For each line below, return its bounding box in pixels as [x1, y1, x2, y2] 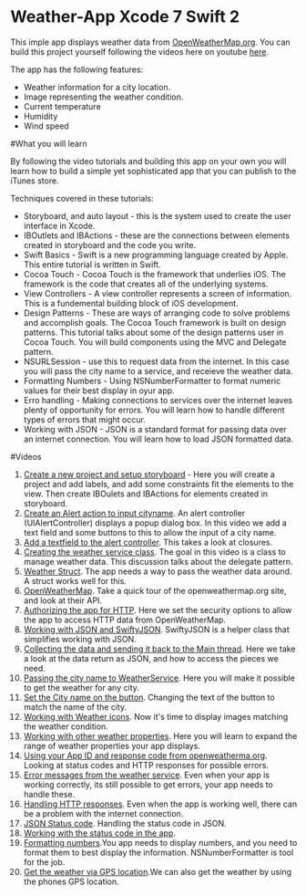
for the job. [23, 856, 66, 868]
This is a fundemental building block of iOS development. [23, 297, 240, 308]
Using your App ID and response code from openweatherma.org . [23, 750, 268, 761]
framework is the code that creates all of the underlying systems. [23, 278, 269, 289]
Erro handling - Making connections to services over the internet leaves [23, 394, 293, 405]
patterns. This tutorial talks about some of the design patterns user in [23, 327, 284, 338]
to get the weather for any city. [23, 682, 140, 693]
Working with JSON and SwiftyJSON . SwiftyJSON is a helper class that [23, 623, 290, 635]
